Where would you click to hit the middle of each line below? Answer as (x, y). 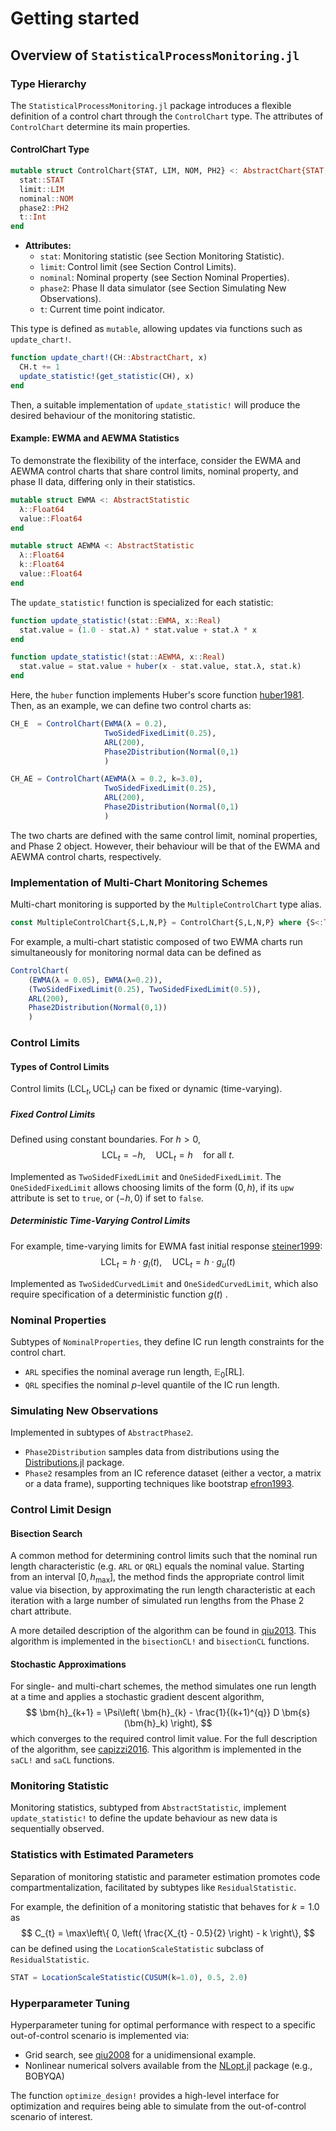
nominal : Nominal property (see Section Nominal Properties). (164, 278)
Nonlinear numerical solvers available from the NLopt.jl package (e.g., (168, 2065)
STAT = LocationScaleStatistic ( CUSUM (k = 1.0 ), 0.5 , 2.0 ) (129, 1977)
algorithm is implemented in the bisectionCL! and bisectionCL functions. (160, 1641)
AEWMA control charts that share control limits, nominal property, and (154, 471)
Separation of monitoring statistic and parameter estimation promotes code (165, 1876)
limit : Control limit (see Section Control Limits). (138, 267)
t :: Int (33, 217)
